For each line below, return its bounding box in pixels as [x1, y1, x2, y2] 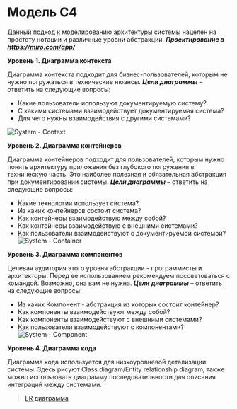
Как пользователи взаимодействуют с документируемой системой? [17, 229, 226, 237]
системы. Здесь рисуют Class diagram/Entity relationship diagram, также [7, 365, 225, 374]
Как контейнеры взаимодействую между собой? [17, 214, 166, 222]
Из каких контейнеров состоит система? [17, 206, 141, 214]
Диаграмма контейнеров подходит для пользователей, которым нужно [7, 155, 225, 163]
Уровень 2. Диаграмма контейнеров [7, 141, 122, 149]
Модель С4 [7, 4, 78, 21]
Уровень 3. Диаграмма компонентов [7, 250, 123, 258]
